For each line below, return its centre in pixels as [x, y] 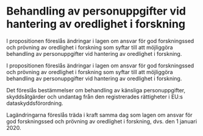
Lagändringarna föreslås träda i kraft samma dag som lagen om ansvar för [100, 115]
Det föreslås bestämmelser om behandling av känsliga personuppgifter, [96, 90]
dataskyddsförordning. [35, 103]
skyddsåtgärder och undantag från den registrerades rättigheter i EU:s [94, 97]
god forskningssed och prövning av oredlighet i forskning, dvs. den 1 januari [101, 121]
